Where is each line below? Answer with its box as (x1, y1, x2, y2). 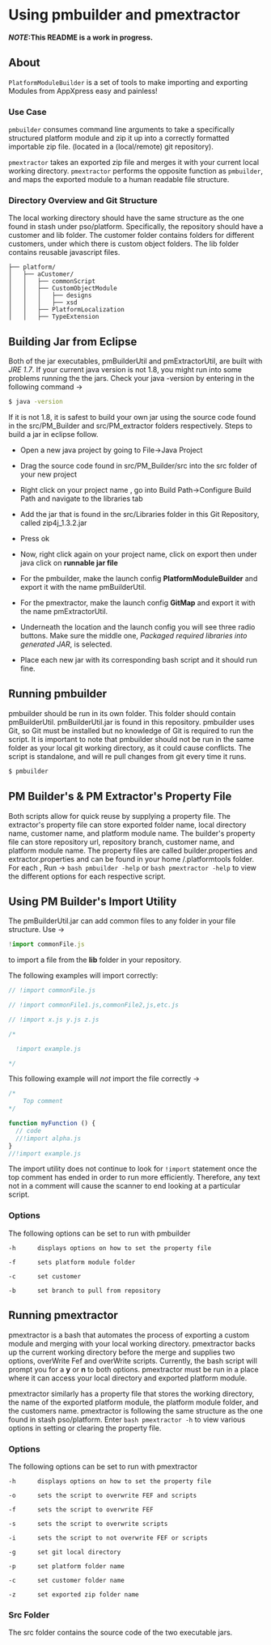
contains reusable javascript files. (8, 248, 121, 257)
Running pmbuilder (8, 687, 108, 701)
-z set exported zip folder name (8, 1590, 139, 1599)
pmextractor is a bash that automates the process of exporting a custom (8, 1329, 249, 1340)
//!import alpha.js (15, 1134, 82, 1143)
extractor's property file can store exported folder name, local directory (8, 820, 247, 829)
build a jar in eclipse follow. (8, 430, 99, 439)
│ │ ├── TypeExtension (8, 313, 100, 321)
